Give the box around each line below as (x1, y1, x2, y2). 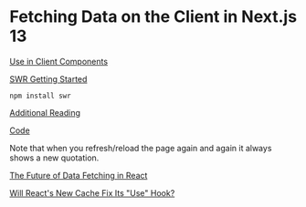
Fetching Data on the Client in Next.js (9, 6, 298, 27)
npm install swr (9, 91, 71, 100)
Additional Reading (9, 107, 80, 118)
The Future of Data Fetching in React (9, 170, 148, 181)
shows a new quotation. (9, 152, 100, 163)
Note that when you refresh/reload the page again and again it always (9, 142, 272, 153)
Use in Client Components (9, 56, 108, 67)
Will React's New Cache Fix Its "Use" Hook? (9, 187, 175, 198)
